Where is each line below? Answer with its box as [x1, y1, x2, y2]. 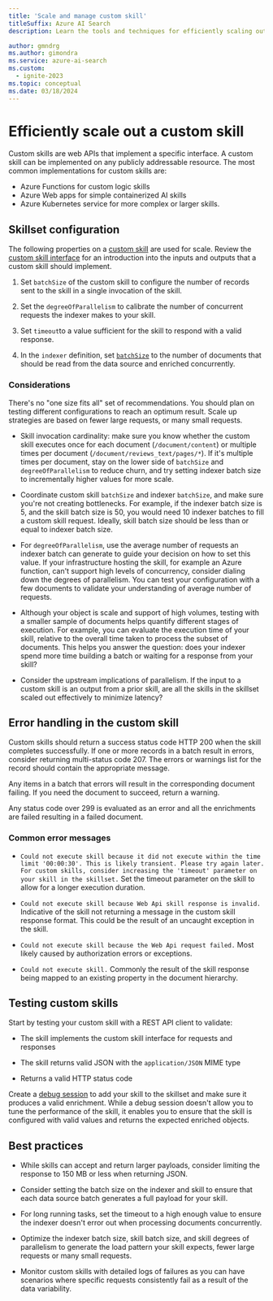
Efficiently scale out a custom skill [8, 122, 245, 141]
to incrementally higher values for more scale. [19, 474, 175, 484]
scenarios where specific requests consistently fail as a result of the [19, 1275, 249, 1285]
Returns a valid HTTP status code [19, 1073, 133, 1083]
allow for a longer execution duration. [19, 883, 146, 892]
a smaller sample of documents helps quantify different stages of [19, 616, 239, 626]
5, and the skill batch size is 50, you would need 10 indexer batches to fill [19, 507, 264, 517]
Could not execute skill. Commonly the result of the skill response [19, 964, 249, 974]
